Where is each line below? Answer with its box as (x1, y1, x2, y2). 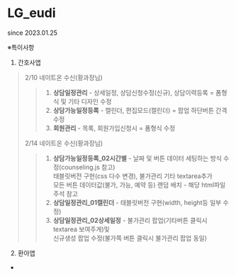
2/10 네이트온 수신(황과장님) (24, 73, 103, 82)
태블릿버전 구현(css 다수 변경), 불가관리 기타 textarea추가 (52, 172, 213, 180)
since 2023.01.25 (7, 28, 58, 37)
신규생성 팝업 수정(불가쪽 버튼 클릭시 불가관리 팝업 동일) (52, 233, 208, 242)
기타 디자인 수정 (68, 97, 112, 106)
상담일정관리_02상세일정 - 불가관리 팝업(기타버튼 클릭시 (52, 216, 208, 224)
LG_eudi (7, 5, 56, 21)
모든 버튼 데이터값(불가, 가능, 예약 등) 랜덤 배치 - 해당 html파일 (52, 180, 226, 189)
